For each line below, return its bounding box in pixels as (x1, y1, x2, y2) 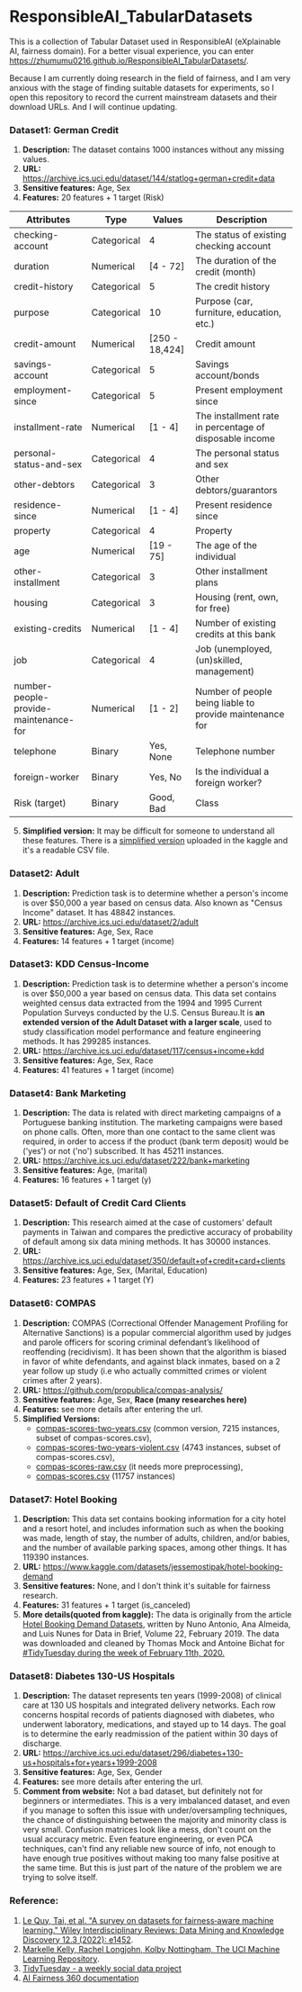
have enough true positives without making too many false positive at (22, 1852, 280, 1864)
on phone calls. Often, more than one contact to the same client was (22, 1127, 276, 1138)
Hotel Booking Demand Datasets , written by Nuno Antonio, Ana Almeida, (22, 1618, 291, 1630)
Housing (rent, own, (195, 591, 279, 604)
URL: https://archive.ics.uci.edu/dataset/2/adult (22, 916, 200, 927)
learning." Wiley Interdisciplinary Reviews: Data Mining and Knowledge (22, 1924, 285, 1935)
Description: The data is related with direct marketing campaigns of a (22, 1107, 281, 1118)
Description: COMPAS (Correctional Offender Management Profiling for (22, 1317, 289, 1329)
